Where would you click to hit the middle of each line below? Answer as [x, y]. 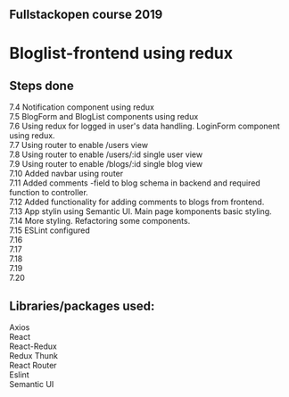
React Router [33, 366]
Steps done [41, 85]
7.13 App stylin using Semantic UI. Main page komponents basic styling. [140, 211]
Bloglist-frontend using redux [121, 53]
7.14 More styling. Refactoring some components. [100, 221]
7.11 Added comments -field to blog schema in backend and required [135, 183]
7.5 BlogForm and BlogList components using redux [104, 117]
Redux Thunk [33, 356]
